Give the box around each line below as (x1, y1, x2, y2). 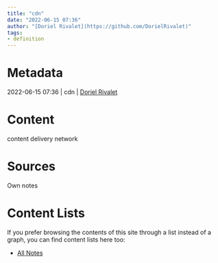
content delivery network (7, 135, 78, 143)
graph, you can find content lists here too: (7, 235, 125, 244)
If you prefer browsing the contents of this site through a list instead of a (7, 228, 211, 236)
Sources (7, 159, 56, 174)
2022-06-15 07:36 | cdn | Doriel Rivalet (7, 88, 118, 96)
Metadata (7, 65, 63, 81)
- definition (7, 36, 45, 43)
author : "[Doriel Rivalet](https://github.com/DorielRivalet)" (7, 23, 192, 30)
